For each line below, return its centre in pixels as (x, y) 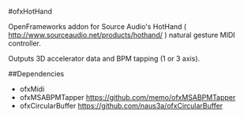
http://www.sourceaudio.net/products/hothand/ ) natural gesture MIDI (122, 35)
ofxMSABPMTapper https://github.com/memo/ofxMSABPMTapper (128, 97)
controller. (25, 43)
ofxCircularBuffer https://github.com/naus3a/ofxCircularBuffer (121, 106)
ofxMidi (32, 89)
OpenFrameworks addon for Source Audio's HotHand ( (98, 26)
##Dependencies (36, 74)
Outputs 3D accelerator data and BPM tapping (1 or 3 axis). (104, 59)
